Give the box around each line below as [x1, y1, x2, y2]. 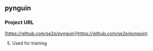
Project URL [5, 19, 34, 26]
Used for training [12, 40, 47, 46]
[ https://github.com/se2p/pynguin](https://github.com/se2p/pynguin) [5, 30, 148, 36]
